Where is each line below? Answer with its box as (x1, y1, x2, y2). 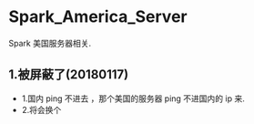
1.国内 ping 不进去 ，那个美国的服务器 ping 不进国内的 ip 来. (21, 93, 245, 104)
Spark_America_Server (8, 6, 188, 27)
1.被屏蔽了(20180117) (8, 67, 129, 83)
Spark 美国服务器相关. (8, 37, 92, 48)
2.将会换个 (21, 104, 62, 115)
